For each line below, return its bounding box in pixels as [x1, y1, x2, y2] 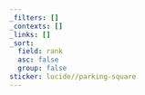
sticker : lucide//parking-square [9, 72, 137, 81]
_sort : [9, 38, 35, 48]
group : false [17, 64, 67, 73]
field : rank [17, 47, 64, 56]
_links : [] [9, 30, 51, 39]
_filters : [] [9, 13, 59, 23]
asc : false [17, 55, 59, 64]
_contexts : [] [9, 22, 64, 31]
